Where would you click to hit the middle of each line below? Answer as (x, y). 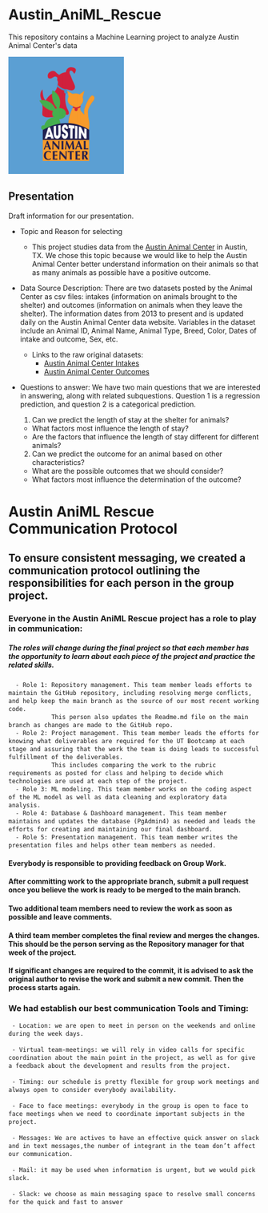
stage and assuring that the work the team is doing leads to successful (134, 750)
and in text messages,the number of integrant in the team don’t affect (132, 1146)
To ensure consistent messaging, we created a (127, 558)
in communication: (46, 629)
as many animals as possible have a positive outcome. (121, 272)
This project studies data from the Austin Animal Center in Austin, (140, 247)
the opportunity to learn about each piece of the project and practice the (132, 656)
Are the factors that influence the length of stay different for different (145, 437)
